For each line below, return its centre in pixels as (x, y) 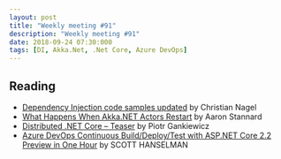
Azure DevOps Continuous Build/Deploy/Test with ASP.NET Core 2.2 (147, 135)
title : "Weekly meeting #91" (63, 26)
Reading (32, 86)
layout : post (33, 17)
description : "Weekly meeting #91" (75, 34)
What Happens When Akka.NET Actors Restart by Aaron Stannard (142, 117)
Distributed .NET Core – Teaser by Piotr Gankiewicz (116, 125)
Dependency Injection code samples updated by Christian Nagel (139, 107)
